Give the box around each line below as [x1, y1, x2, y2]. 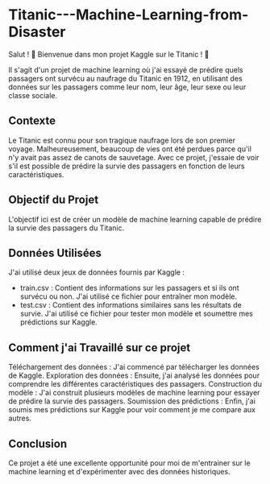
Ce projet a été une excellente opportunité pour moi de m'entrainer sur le [8, 458, 251, 468]
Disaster [8, 23, 66, 41]
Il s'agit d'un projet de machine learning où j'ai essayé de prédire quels [8, 64, 243, 74]
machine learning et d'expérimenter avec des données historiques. [8, 467, 231, 476]
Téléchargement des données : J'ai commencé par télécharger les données [8, 362, 260, 372]
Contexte [8, 114, 56, 128]
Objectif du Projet [8, 193, 99, 207]
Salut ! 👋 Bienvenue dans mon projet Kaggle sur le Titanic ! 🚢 [8, 49, 210, 59]
